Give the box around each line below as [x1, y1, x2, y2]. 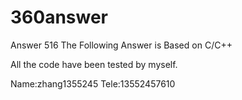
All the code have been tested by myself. [10, 58, 178, 70]
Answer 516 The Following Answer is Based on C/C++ [10, 39, 233, 51]
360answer [10, 6, 109, 29]
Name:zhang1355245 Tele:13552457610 [10, 77, 176, 90]
